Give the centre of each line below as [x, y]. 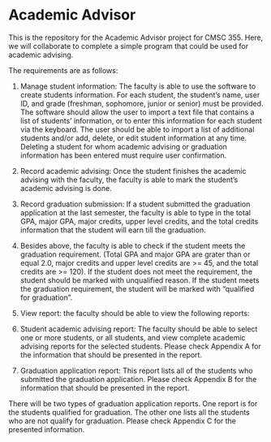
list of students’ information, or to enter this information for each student [141, 120]
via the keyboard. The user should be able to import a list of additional [137, 129]
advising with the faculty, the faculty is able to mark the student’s [129, 180]
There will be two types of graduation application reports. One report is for [133, 403]
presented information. [47, 429]
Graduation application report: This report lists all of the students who [136, 370]
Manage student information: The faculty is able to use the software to [138, 86]
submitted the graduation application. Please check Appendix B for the [138, 379]
